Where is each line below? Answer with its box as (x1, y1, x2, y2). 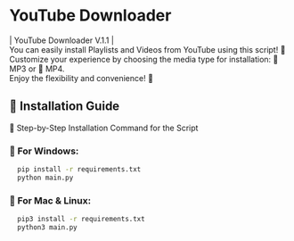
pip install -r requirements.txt (17, 165, 142, 174)
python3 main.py (17, 222, 78, 232)
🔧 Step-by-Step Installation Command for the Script (9, 122, 199, 133)
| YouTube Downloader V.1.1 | (9, 35, 114, 46)
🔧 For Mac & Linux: (9, 194, 92, 206)
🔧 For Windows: (9, 145, 79, 157)
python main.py (17, 173, 74, 182)
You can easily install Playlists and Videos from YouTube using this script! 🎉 (9, 44, 286, 54)
